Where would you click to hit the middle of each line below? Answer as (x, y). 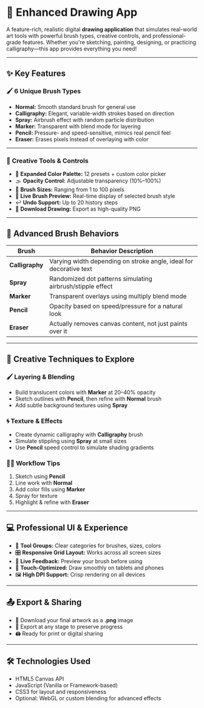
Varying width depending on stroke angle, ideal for (121, 261)
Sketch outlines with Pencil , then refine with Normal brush (88, 399)
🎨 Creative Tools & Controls (48, 161)
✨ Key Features (36, 73)
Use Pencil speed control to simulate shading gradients (84, 447)
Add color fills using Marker (50, 489)
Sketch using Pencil (40, 477)
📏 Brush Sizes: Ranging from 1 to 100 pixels (70, 189)
